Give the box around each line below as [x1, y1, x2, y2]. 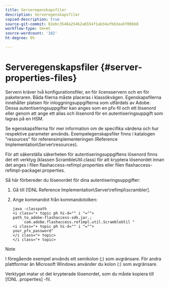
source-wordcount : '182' [5, 31, 58, 36]
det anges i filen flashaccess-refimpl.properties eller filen [5, 162, 125, 168]
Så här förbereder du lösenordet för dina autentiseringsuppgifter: [5, 177, 140, 183]
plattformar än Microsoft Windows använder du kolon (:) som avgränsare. [5, 261, 158, 267]
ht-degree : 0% [5, 36, 35, 41]
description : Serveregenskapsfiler [5, 12, 80, 17]
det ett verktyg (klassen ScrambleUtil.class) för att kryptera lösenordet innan [5, 157, 164, 163]
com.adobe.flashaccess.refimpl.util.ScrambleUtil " [24, 220, 135, 225]
